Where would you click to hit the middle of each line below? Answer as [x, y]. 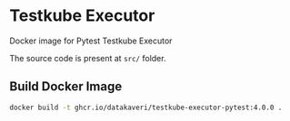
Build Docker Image [66, 87]
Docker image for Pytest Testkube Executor [91, 41]
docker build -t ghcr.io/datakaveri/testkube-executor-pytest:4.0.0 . [146, 107]
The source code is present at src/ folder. [88, 58]
